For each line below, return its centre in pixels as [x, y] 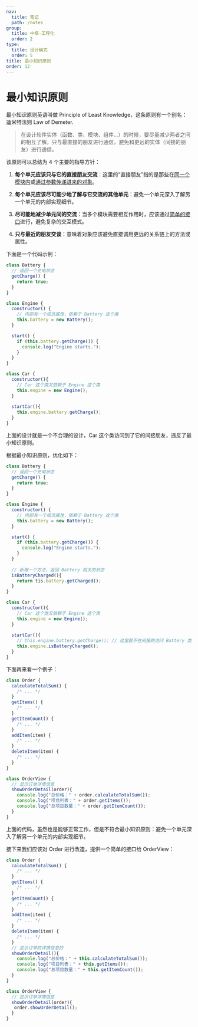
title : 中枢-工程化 [33, 34]
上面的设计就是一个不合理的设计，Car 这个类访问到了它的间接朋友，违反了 [96, 435]
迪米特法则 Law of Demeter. [40, 122]
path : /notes [27, 22]
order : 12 [18, 66]
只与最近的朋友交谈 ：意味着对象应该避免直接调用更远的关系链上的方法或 [102, 234]
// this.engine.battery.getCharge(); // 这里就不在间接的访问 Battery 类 [104, 641]
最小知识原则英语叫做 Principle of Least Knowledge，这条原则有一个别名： [97, 115]
